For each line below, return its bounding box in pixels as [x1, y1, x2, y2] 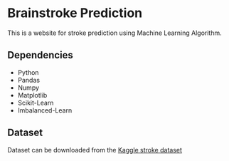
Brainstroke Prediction [7, 5, 143, 21]
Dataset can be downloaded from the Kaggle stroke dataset [7, 145, 183, 154]
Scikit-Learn [17, 98, 54, 107]
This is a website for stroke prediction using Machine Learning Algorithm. [7, 28, 222, 37]
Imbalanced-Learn [17, 105, 73, 115]
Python [17, 68, 39, 76]
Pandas [17, 76, 41, 84]
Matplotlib [17, 90, 48, 99]
